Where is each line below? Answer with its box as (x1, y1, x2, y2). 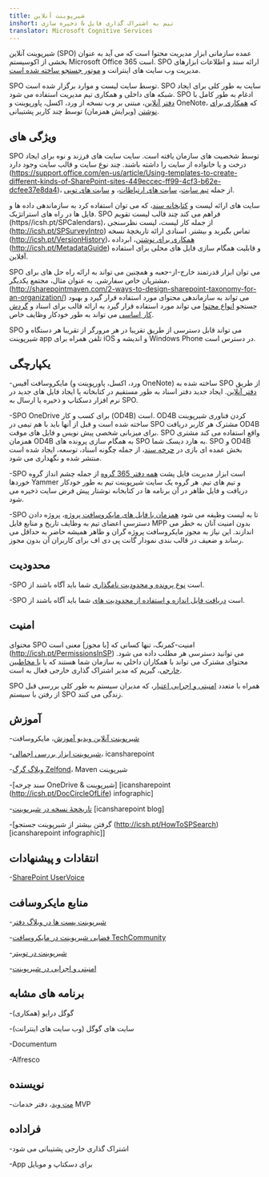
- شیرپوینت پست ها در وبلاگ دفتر (9, 918, 107, 927)
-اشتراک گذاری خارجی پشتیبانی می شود (9, 1143, 130, 1153)
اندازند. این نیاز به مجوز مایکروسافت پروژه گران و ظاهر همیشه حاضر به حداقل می (9, 527, 255, 536)
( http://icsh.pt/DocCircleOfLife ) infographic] (9, 789, 155, 798)
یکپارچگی (9, 357, 51, 371)
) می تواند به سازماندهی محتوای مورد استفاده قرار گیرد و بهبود (63, 293, 250, 303)
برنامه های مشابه (9, 986, 85, 1001)
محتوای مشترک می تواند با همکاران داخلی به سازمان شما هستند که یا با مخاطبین (9, 657, 249, 666)
